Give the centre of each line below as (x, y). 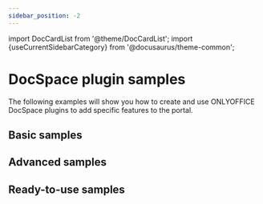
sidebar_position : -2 (45, 16)
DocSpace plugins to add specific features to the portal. (101, 110)
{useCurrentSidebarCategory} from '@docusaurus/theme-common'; (121, 47)
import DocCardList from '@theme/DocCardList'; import (101, 38)
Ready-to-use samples (67, 189)
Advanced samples (57, 162)
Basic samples (45, 135)
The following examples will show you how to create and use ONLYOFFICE (131, 102)
